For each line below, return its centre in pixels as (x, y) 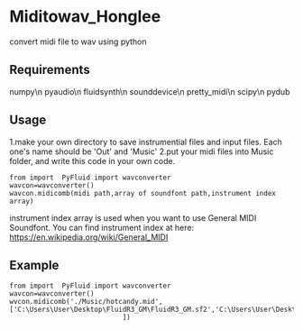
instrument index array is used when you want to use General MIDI (133, 217)
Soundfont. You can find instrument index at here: (102, 227)
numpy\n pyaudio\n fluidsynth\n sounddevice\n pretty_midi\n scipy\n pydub (150, 91)
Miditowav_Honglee (85, 17)
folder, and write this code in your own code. (92, 160)
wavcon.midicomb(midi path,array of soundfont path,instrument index (143, 193)
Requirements (50, 70)
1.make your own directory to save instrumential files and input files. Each (146, 142)
